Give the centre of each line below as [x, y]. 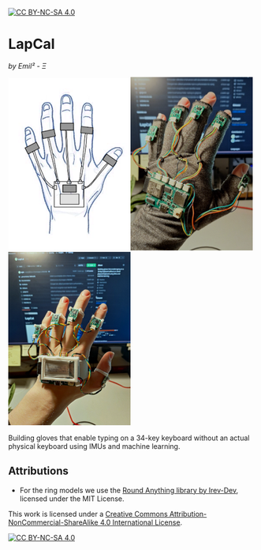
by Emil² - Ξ [28, 66]
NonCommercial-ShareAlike [53, 522]
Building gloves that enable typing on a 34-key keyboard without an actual [129, 438]
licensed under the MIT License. [72, 499]
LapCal [32, 44]
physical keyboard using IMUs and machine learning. [94, 446]
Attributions [39, 471]
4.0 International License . [141, 522]
